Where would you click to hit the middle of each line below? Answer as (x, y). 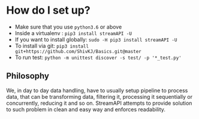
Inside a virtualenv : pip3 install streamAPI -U (73, 33)
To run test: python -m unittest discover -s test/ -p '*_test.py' (98, 57)
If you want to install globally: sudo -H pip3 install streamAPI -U (96, 39)
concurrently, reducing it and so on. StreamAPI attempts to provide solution (99, 103)
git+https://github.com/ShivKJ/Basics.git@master (78, 51)
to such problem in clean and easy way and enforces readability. (86, 109)
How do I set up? (49, 10)
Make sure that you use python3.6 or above (68, 27)
